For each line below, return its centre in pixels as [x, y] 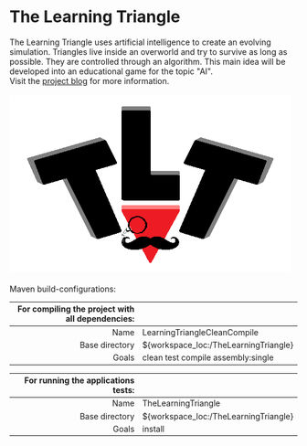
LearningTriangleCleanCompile [200, 332]
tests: [124, 390]
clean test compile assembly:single [208, 357]
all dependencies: [100, 319]
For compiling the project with [76, 309]
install [153, 429]
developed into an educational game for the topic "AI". [111, 71]
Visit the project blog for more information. [90, 80]
